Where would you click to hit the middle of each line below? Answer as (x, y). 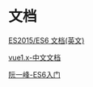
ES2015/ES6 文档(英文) (46, 40)
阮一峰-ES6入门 (34, 74)
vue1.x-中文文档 (35, 57)
